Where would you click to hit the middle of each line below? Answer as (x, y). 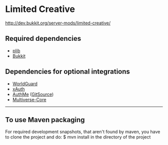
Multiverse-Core (29, 99)
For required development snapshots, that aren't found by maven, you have (83, 132)
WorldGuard (25, 84)
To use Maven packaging (45, 120)
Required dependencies (43, 39)
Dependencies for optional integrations (67, 72)
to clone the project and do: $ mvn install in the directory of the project (78, 137)
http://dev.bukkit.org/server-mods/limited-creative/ (58, 23)
